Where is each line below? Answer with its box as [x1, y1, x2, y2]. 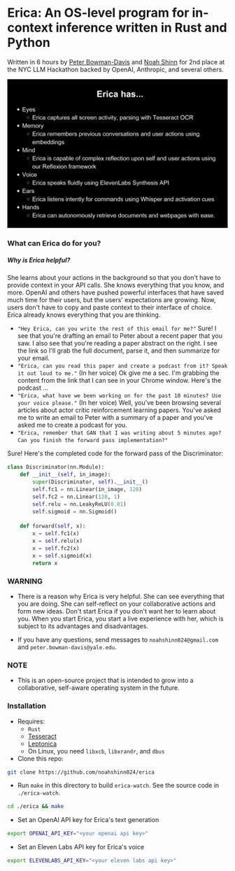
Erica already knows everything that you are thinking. [7, 311, 161, 319]
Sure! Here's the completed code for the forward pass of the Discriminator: [7, 449, 224, 458]
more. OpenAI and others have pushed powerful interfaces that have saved [7, 288, 225, 297]
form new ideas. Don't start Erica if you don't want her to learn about [17, 607, 216, 615]
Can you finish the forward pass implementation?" [17, 437, 169, 444]
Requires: [17, 717, 45, 725]
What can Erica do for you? [7, 239, 101, 248]
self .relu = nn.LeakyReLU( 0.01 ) [32, 500, 127, 508]
